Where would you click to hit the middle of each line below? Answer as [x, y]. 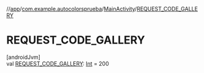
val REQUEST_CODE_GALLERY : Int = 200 [58, 63]
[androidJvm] [24, 57]
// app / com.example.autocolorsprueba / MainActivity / [72, 9]
